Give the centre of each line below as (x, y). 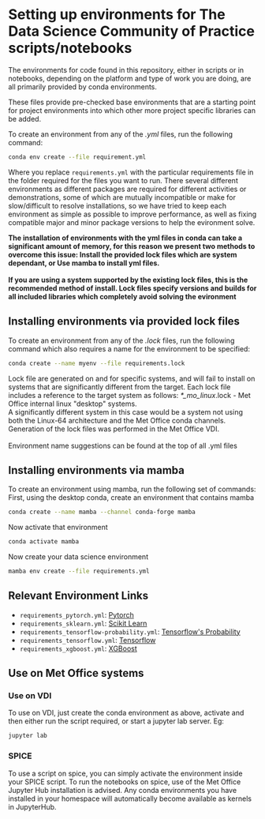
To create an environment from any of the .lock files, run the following (121, 340)
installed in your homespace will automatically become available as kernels (130, 798)
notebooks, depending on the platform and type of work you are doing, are (130, 78)
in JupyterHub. (32, 806)
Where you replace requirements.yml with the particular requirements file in (131, 172)
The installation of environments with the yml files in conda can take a (125, 238)
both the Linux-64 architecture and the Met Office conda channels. (117, 420)
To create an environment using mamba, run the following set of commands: (132, 489)
